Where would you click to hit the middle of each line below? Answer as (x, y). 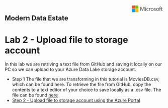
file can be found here (35, 95)
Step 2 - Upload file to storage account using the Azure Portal (76, 100)
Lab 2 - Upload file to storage (67, 40)
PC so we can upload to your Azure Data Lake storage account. (70, 69)
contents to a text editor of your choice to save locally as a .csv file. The (87, 90)
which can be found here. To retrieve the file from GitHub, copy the (81, 84)
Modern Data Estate (36, 18)
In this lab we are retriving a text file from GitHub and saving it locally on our (83, 64)
